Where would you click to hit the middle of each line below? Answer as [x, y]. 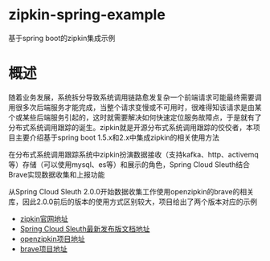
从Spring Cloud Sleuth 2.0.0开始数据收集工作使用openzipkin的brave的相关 [131, 191]
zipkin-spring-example [87, 15]
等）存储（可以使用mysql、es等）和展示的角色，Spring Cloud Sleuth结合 [129, 164]
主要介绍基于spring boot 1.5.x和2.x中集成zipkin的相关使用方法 [117, 137]
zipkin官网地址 [44, 218]
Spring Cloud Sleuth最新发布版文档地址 [85, 228]
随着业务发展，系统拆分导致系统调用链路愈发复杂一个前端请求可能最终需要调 [135, 97]
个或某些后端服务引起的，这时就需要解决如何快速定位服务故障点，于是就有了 [135, 117]
